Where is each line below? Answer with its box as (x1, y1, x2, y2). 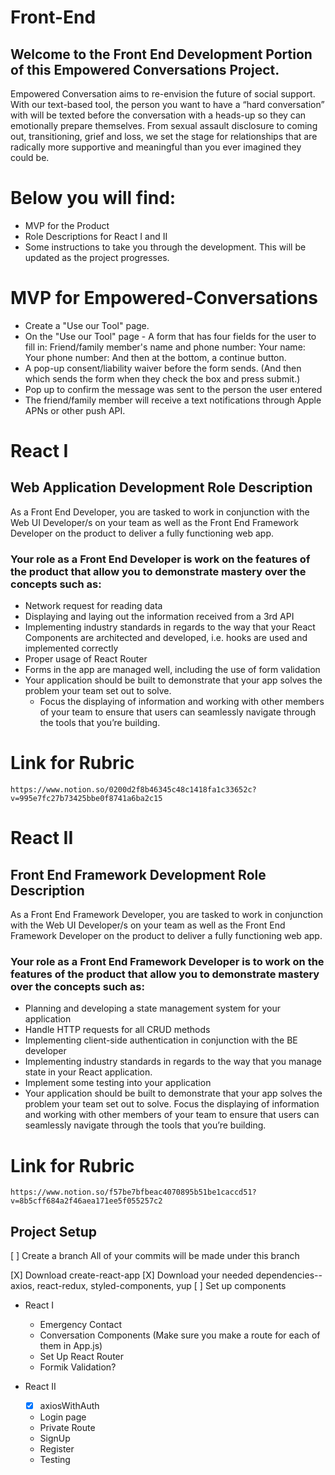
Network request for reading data (24, 600, 163, 612)
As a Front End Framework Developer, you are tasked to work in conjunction (10, 909, 324, 921)
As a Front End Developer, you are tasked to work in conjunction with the (10, 506, 310, 518)
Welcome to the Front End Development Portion (10, 46, 313, 63)
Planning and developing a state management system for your (24, 1002, 281, 1015)
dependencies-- (255, 1269, 323, 1281)
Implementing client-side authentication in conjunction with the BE (24, 1034, 298, 1046)
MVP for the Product (24, 219, 110, 231)
